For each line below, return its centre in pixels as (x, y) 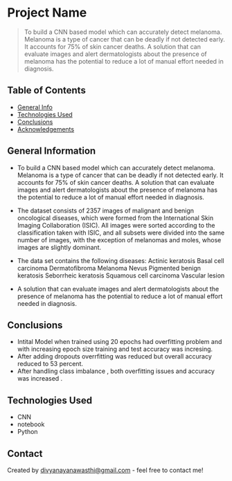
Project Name (47, 13)
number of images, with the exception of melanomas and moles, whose (119, 239)
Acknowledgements (46, 129)
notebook (31, 424)
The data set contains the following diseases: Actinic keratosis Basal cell (121, 260)
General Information (52, 151)
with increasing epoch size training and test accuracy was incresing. (115, 349)
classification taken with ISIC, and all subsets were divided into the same (121, 233)
